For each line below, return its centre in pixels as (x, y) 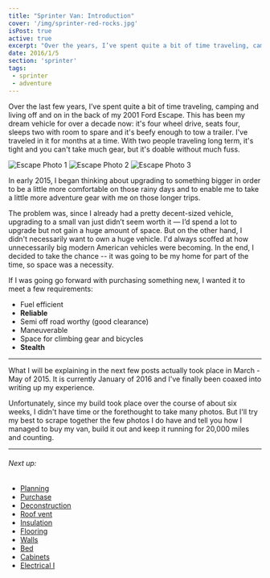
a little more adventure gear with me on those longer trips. (104, 198)
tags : (17, 69)
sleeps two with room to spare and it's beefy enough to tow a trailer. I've (128, 132)
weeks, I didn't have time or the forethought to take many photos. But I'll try (133, 411)
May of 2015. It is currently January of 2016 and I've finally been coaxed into (135, 379)
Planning (35, 488)
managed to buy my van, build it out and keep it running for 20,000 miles (129, 429)
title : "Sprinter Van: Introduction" (72, 16)
